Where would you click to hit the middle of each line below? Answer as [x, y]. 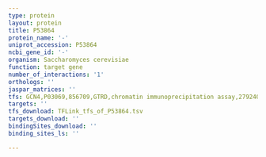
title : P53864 [32, 30]
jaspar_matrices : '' [42, 89]
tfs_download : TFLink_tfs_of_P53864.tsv [76, 112]
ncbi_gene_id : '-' [38, 52]
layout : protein [35, 23]
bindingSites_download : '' [53, 126]
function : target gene [46, 67]
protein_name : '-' [38, 38]
